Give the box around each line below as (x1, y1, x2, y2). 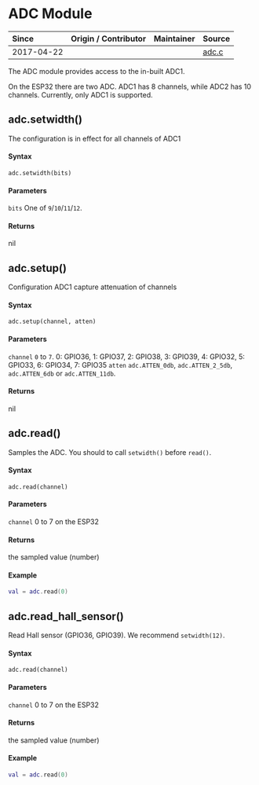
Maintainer (153, 33, 195, 44)
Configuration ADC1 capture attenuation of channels (8, 282, 177, 292)
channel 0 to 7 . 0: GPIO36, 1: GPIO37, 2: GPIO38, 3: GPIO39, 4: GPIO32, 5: (8, 351, 245, 361)
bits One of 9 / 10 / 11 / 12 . (8, 204, 82, 213)
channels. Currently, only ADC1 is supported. (8, 90, 153, 99)
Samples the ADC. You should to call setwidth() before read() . (8, 447, 212, 457)
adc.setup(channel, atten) (8, 317, 97, 326)
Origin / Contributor (70, 33, 147, 44)
